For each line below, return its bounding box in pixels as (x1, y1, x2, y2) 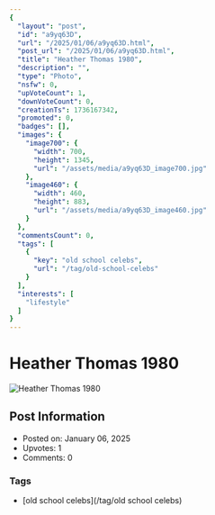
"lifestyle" (25, 298, 70, 307)
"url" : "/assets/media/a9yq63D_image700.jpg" (32, 164, 207, 173)
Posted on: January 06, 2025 (22, 433, 130, 444)
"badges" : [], (17, 122, 70, 131)
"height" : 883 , (32, 197, 91, 207)
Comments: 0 (22, 452, 74, 463)
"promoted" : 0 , (17, 113, 75, 122)
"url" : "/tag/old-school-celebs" (32, 265, 159, 274)
